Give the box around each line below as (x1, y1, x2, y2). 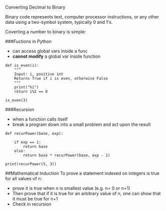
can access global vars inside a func (12, 48, 88, 54)
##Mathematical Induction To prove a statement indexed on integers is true (5, 170, 160, 176)
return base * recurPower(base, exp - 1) (23, 153, 111, 158)
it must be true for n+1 (12, 196, 58, 202)
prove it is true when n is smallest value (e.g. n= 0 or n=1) (12, 185, 131, 191)
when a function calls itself (12, 116, 68, 122)
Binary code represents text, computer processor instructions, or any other (5, 14, 160, 19)
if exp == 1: (14, 140, 41, 145)
